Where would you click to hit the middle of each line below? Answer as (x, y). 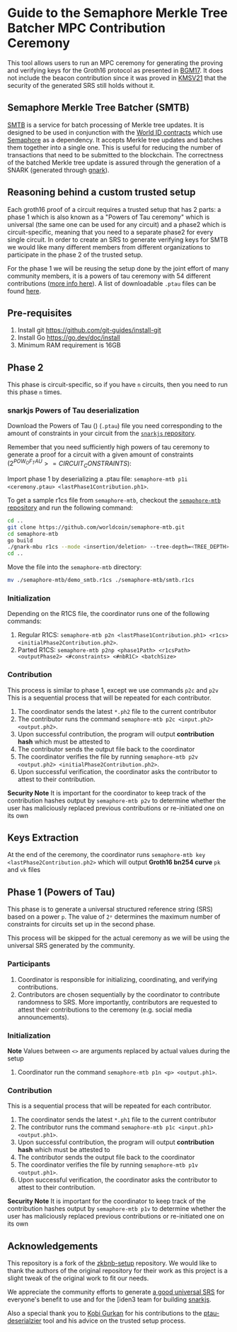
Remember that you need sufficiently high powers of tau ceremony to (109, 447)
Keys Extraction (43, 838)
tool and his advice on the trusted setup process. (114, 1321)
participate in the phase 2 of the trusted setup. (75, 254)
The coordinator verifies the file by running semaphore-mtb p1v (108, 1165)
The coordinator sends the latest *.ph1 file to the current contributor (117, 1120)
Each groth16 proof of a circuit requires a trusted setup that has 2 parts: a (114, 209)
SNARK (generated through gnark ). (58, 170)
